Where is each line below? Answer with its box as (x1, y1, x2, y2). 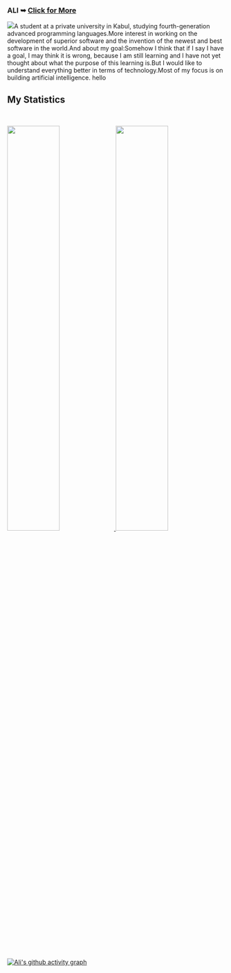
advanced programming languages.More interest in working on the (7, 30, 198, 38)
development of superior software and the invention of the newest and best (7, 37, 223, 45)
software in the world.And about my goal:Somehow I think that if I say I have (7, 44, 224, 53)
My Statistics (7, 93, 66, 105)
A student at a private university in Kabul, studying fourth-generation (14, 22, 210, 30)
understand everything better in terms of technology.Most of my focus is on (7, 66, 223, 75)
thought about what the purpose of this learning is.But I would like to (7, 59, 203, 67)
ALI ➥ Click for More (7, 6, 77, 15)
